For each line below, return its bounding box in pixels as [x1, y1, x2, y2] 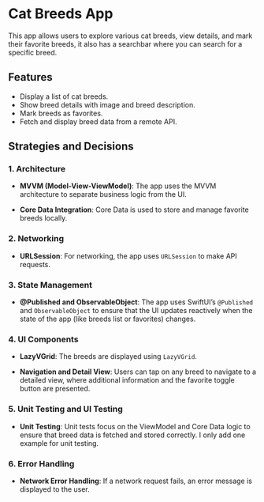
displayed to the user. [19, 484, 91, 494]
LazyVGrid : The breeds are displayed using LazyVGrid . [19, 352, 197, 361]
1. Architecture [8, 164, 65, 175]
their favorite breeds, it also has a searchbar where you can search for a [8, 39, 243, 48]
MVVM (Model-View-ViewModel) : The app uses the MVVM [19, 181, 217, 191]
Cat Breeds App [8, 5, 113, 23]
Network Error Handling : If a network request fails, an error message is [19, 476, 252, 485]
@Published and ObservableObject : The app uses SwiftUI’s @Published [19, 297, 254, 307]
